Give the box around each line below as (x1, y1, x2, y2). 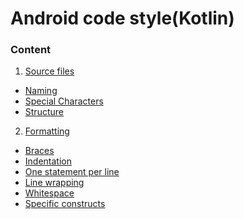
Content (10, 43, 52, 57)
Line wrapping (24, 177, 85, 189)
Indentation (24, 155, 72, 167)
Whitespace (24, 187, 75, 199)
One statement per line (24, 166, 120, 178)
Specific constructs (24, 198, 106, 210)
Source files (24, 65, 75, 77)
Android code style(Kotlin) (10, 7, 235, 30)
